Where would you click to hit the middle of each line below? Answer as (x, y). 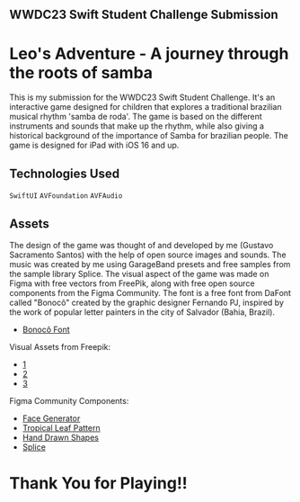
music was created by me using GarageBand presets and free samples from (150, 264)
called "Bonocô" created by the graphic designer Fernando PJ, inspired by (147, 302)
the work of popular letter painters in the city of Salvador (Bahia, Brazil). (142, 312)
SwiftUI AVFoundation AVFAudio (66, 196)
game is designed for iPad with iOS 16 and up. (94, 145)
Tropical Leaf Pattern (61, 427)
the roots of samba (81, 72)
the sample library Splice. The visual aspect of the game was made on (139, 273)
